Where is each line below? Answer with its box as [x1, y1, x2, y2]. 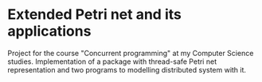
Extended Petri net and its [7, 6, 182, 24]
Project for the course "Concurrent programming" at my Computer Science [7, 48, 254, 58]
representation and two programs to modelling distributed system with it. [7, 65, 247, 74]
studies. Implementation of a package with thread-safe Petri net [7, 57, 217, 66]
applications [7, 22, 92, 40]
